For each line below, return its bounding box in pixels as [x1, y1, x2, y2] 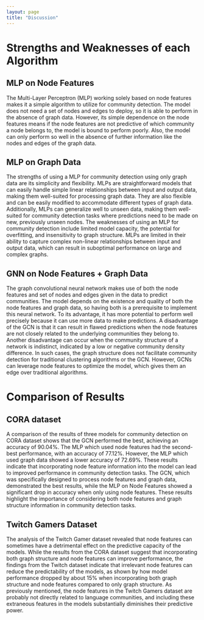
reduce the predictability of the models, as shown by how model [6, 568, 167, 575]
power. [6, 607, 24, 614]
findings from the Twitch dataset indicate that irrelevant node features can [6, 561, 193, 568]
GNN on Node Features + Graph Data [6, 269, 149, 279]
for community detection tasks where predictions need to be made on [23, 212, 199, 219]
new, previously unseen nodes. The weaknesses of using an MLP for [6, 219, 179, 226]
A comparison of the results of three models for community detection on [6, 431, 188, 438]
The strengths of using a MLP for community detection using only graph [6, 173, 188, 180]
